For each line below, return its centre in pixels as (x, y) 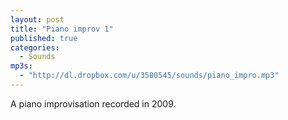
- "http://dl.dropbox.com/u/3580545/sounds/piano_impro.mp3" (149, 76)
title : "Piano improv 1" (62, 29)
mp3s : (21, 66)
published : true (44, 38)
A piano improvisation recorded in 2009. (93, 103)
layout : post (37, 19)
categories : (35, 47)
